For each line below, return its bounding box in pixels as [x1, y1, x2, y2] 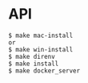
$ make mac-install [8, 31, 74, 39]
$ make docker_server [8, 66, 81, 75]
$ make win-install [8, 45, 74, 53]
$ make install [8, 60, 59, 68]
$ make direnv [8, 52, 56, 60]
